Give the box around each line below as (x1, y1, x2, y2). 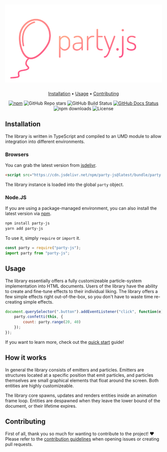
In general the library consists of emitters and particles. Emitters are (5, 367, 144, 373)
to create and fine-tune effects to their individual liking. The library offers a (5, 288, 158, 294)
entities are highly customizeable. (5, 383, 74, 389)
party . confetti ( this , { (14, 314, 64, 319)
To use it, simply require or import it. (5, 235, 81, 241)
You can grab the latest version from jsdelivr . (5, 162, 97, 168)
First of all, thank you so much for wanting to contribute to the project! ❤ (5, 431, 155, 437)
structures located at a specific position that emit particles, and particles (5, 372, 154, 378)
